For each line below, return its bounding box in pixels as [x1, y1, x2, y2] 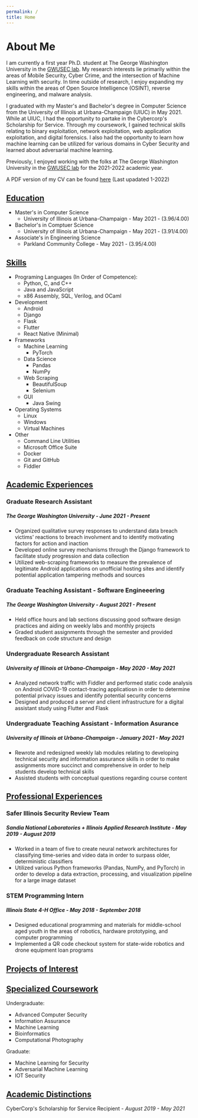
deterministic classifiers [14, 858, 73, 865]
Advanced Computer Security [14, 1011, 87, 1018]
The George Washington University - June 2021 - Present [6, 512, 150, 520]
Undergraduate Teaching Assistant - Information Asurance [6, 720, 179, 728]
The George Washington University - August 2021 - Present [6, 601, 156, 608]
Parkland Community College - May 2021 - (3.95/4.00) [23, 240, 157, 248]
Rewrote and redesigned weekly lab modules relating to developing [14, 749, 179, 756]
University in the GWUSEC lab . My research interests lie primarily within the [6, 66, 190, 73]
